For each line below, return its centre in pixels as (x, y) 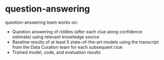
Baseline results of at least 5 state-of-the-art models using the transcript (85, 42)
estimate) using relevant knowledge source (56, 37)
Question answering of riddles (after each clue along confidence (77, 31)
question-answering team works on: (42, 22)
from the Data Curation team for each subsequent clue (67, 47)
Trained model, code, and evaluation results (56, 52)
